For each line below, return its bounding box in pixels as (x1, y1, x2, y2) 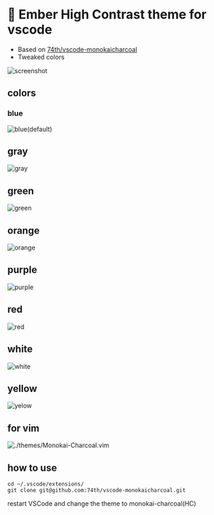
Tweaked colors (17, 53, 65, 61)
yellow (7, 383, 38, 395)
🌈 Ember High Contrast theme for (7, 6, 208, 23)
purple (7, 264, 38, 276)
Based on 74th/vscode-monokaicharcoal (17, 45, 137, 53)
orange (7, 224, 41, 236)
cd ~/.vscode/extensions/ (7, 480, 84, 487)
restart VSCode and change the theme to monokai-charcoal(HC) (7, 499, 197, 508)
